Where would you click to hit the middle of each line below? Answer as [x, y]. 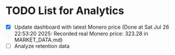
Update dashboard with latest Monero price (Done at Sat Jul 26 [92, 27]
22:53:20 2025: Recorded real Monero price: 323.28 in [81, 34]
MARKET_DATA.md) [38, 40]
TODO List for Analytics [65, 11]
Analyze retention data [42, 46]
